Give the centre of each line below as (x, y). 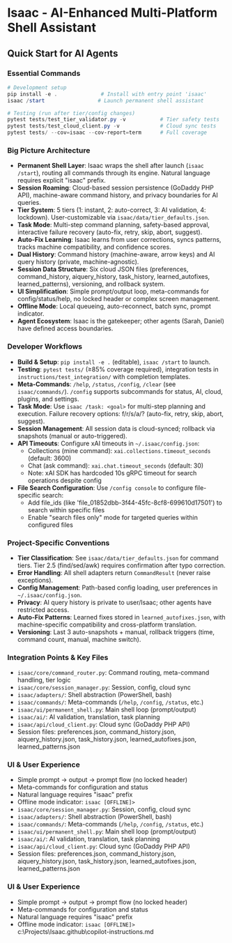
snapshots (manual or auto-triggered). (72, 436)
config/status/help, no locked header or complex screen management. (118, 299)
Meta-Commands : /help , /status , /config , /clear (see (96, 384)
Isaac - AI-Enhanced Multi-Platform (113, 13)
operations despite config (65, 480)
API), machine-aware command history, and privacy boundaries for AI (117, 195)
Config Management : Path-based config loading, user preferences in (117, 588)
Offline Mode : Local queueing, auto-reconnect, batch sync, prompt (114, 306)
